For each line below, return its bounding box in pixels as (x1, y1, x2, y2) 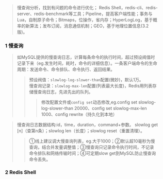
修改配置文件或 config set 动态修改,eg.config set (41, 99, 137, 105)
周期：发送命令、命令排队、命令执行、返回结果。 (16, 67, 115, 72)
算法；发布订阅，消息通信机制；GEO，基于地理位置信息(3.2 (30, 23, 149, 29)
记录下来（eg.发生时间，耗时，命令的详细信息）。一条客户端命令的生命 (16, 60, 158, 66)
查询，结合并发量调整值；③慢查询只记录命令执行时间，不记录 (29, 144, 154, 150)
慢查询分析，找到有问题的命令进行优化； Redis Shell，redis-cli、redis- (16, 5, 158, 10)
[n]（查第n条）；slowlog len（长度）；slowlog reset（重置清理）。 (16, 128, 145, 134)
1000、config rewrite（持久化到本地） (41, 111, 117, 117)
